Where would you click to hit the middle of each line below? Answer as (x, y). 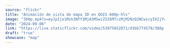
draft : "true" (20, 33)
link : (11, 28)
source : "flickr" (24, 10)
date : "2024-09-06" (26, 24)
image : (12, 19)
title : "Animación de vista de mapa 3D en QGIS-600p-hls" (68, 14)
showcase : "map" (22, 38)
